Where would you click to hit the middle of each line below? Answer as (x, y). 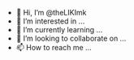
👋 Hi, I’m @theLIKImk (51, 13)
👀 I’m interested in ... (50, 21)
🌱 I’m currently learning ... (59, 30)
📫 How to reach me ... (54, 47)
